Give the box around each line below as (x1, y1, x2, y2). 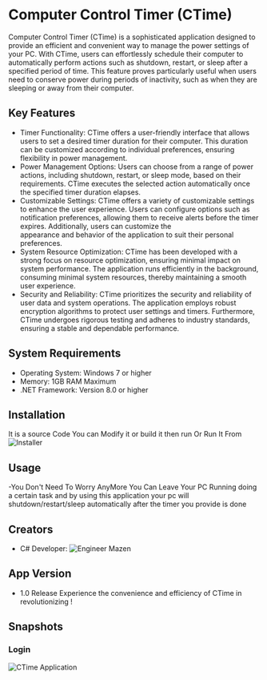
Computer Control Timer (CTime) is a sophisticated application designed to (8, 32, 256, 42)
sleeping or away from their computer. (8, 82, 134, 93)
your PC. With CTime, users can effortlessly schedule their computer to (8, 49, 244, 58)
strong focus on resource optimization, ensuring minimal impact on (19, 255, 241, 265)
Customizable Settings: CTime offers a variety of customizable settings (19, 195, 255, 205)
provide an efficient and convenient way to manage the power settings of (8, 40, 249, 50)
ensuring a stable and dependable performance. (19, 323, 180, 333)
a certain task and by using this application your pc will (8, 491, 189, 501)
